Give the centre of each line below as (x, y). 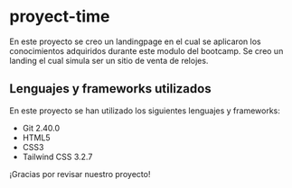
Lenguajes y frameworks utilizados (110, 89)
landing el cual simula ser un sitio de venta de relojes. (109, 60)
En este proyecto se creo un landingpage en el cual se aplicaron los (135, 41)
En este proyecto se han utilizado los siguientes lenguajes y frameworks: (145, 111)
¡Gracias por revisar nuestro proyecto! (80, 174)
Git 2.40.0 (41, 128)
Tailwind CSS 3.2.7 (57, 157)
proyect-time (60, 17)
